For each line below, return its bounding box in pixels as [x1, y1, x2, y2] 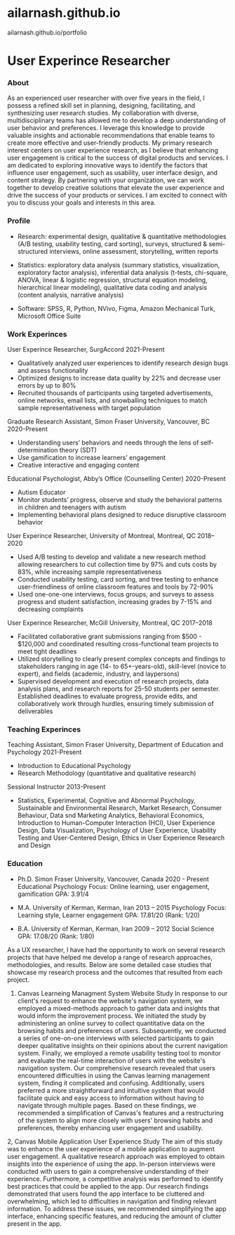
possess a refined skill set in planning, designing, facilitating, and [7, 101, 196, 110]
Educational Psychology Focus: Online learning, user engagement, [17, 882, 210, 890]
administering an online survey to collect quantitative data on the [17, 1018, 205, 1028]
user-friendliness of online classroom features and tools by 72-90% [17, 582, 214, 591]
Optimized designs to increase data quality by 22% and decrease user [17, 374, 221, 383]
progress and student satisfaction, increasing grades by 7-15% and [17, 598, 212, 606]
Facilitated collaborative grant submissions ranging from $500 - [17, 632, 202, 641]
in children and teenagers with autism [17, 503, 126, 511]
